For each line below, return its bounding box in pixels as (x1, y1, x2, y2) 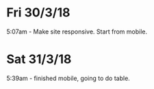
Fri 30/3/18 (6, 5, 70, 21)
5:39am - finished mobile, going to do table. (6, 74, 131, 82)
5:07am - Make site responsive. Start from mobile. (6, 27, 148, 36)
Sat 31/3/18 (6, 51, 72, 67)
